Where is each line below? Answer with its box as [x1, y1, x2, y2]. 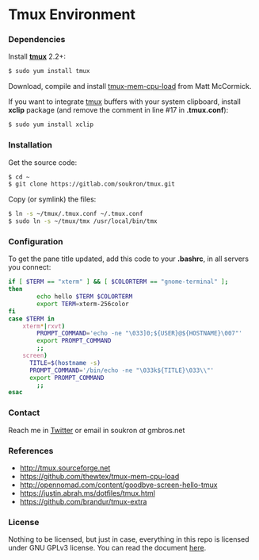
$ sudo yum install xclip [8, 121, 93, 128]
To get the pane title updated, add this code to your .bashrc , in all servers [8, 254, 249, 263]
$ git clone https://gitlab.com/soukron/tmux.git [8, 180, 176, 188]
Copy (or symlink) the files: [8, 194, 97, 204]
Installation [8, 140, 53, 151]
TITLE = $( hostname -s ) [29, 359, 101, 366]
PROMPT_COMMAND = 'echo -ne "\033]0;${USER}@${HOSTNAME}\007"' [36, 329, 243, 338]
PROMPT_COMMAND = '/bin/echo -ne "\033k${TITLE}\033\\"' [29, 366, 215, 374]
